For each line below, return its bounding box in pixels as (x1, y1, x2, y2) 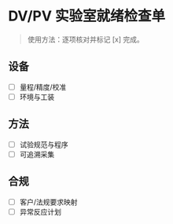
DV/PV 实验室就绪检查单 (8, 7, 166, 25)
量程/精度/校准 (19, 82, 67, 91)
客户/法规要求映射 (19, 197, 78, 207)
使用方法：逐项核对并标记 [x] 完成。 (27, 35, 144, 44)
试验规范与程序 (19, 139, 68, 149)
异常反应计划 (19, 207, 61, 216)
